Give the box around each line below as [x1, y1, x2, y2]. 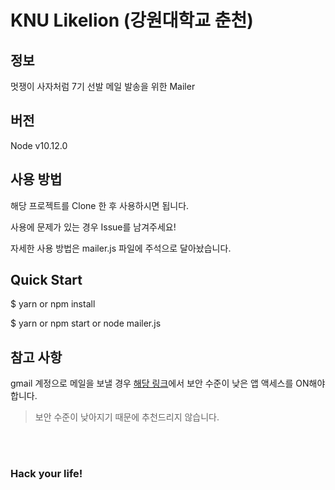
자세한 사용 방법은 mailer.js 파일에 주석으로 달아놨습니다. [10, 242, 232, 254]
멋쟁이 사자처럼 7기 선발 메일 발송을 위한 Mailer [10, 81, 196, 92]
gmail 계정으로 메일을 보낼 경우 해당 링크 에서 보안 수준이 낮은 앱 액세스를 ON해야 [10, 377, 326, 390]
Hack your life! [10, 467, 83, 481]
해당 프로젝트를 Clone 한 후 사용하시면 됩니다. [10, 199, 190, 211]
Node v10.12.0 [10, 139, 68, 151]
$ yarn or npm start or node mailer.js [10, 317, 162, 330]
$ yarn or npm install [10, 298, 96, 310]
